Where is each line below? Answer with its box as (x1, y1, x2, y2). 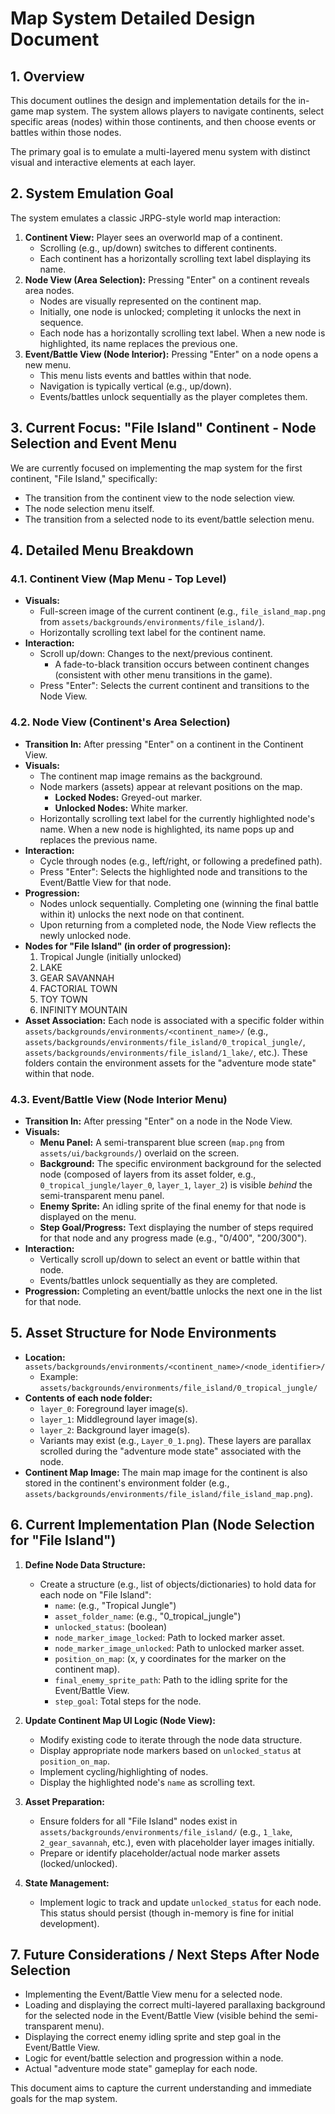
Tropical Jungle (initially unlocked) (39, 950, 182, 962)
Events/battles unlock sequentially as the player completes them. (39, 390, 308, 402)
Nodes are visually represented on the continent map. (39, 295, 262, 307)
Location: (24, 1351, 66, 1363)
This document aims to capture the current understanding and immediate (10, 2082, 313, 2094)
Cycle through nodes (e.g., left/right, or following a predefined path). (39, 855, 323, 867)
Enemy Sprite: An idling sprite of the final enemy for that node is (39, 1200, 307, 1212)
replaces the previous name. (39, 833, 158, 846)
